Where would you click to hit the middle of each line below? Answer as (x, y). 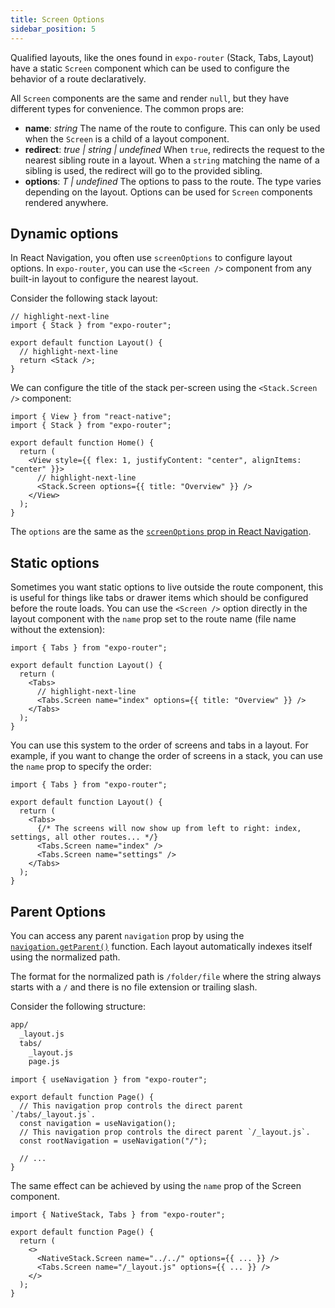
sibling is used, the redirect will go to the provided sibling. (143, 170)
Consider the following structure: (78, 1006)
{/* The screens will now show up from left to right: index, (169, 829)
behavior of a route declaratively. (78, 78)
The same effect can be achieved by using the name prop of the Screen (156, 1186)
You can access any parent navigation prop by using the (127, 935)
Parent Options (58, 911)
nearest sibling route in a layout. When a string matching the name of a (172, 160)
